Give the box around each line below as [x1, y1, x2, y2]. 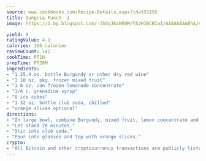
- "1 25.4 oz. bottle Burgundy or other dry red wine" [6, 71, 150, 77]
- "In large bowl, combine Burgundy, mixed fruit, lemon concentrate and [6, 117, 199, 123]
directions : [6, 111, 37, 117]
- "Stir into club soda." [6, 128, 72, 135]
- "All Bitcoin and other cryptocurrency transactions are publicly [6, 145, 185, 151]
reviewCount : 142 [6, 48, 51, 55]
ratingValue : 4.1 [6, 37, 51, 43]
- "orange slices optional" [6, 105, 78, 111]
